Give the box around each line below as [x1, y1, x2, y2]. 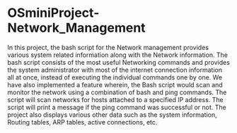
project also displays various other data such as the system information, [7, 110, 217, 119]
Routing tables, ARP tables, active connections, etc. [7, 118, 158, 126]
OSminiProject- [7, 5, 100, 21]
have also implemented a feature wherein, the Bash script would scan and [7, 80, 223, 89]
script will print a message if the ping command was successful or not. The [7, 103, 226, 111]
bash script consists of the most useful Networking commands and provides [7, 58, 230, 66]
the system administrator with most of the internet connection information [7, 65, 223, 74]
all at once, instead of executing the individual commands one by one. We [7, 72, 223, 82]
